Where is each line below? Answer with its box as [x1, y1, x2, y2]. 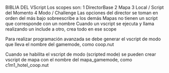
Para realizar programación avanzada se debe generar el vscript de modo [5, 36, 161, 42]
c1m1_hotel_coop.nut [5, 62, 49, 68]
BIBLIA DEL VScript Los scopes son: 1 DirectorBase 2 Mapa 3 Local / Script [5, 5, 164, 10]
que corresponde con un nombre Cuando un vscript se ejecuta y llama [5, 20, 155, 27]
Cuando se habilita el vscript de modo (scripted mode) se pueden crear [5, 51, 156, 57]
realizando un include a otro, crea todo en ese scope [5, 26, 117, 32]
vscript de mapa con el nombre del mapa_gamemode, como [5, 57, 132, 63]
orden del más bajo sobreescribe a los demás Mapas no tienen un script [5, 15, 158, 21]
